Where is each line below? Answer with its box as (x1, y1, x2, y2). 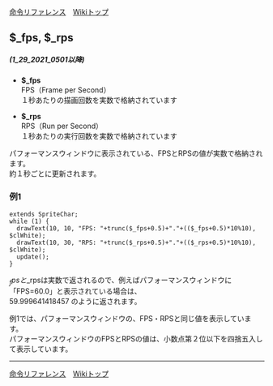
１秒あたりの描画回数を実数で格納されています (20, 96, 177, 105)
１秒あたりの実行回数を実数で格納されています (20, 131, 177, 141)
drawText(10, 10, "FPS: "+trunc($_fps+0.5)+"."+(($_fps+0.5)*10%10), (16, 224, 256, 233)
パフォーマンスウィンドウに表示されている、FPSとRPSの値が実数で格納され (9, 148, 263, 158)
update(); (16, 252, 49, 261)
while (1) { (9, 217, 49, 225)
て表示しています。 (9, 344, 73, 354)
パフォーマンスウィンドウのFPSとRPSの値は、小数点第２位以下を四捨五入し (9, 334, 263, 344)
